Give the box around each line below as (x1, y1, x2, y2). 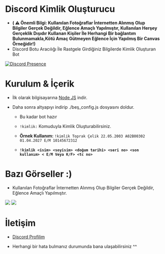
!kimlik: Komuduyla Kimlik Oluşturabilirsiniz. (19, 123, 112, 129)
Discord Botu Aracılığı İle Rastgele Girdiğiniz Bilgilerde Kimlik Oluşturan (12, 46, 156, 52)
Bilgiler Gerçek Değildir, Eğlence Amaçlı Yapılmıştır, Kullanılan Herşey (12, 25, 158, 31)
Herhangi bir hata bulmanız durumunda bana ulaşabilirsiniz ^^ (12, 243, 137, 249)
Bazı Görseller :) (5, 169, 72, 180)
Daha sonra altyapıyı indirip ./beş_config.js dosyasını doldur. (12, 104, 134, 110)
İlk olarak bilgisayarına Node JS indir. (12, 94, 88, 100)
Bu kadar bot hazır (19, 114, 58, 120)
